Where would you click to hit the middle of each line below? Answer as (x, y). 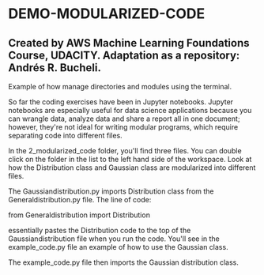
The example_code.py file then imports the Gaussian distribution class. (123, 262)
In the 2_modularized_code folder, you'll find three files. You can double (125, 151)
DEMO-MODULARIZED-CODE (107, 14)
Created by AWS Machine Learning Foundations (129, 43)
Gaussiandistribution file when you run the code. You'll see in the (114, 239)
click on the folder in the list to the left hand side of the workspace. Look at (130, 159)
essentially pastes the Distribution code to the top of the (100, 230)
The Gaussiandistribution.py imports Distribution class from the (111, 191)
